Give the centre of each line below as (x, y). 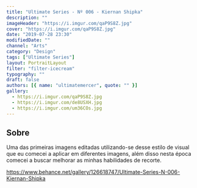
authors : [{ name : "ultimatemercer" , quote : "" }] (72, 86)
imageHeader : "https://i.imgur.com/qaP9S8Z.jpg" (69, 23)
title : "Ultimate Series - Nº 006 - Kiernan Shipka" (75, 12)
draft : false (23, 80)
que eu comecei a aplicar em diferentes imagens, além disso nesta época (99, 154)
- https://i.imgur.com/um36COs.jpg (57, 108)
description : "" (27, 18)
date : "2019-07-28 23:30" (39, 35)
